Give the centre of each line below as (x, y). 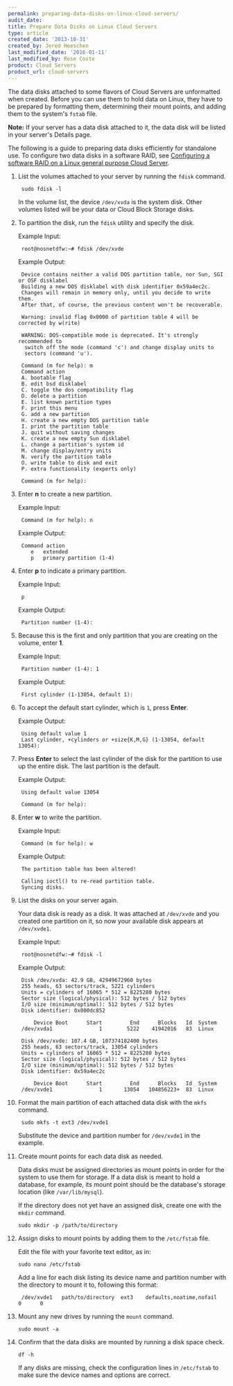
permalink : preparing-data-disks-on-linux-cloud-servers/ (93, 14)
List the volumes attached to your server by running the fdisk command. (122, 176)
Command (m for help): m (57, 365)
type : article (28, 33)
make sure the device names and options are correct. (94, 1375)
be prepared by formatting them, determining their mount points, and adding (117, 106)
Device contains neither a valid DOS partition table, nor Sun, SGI (122, 274)
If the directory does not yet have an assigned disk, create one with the (120, 1205)
